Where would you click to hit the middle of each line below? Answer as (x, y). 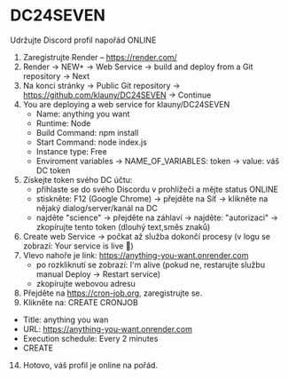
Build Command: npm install (87, 132)
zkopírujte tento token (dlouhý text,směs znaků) (123, 226)
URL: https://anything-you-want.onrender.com (108, 328)
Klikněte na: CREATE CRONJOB (80, 302)
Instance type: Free (71, 151)
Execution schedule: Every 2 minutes (90, 338)
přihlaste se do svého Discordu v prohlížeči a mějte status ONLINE (157, 189)
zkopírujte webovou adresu (86, 283)
